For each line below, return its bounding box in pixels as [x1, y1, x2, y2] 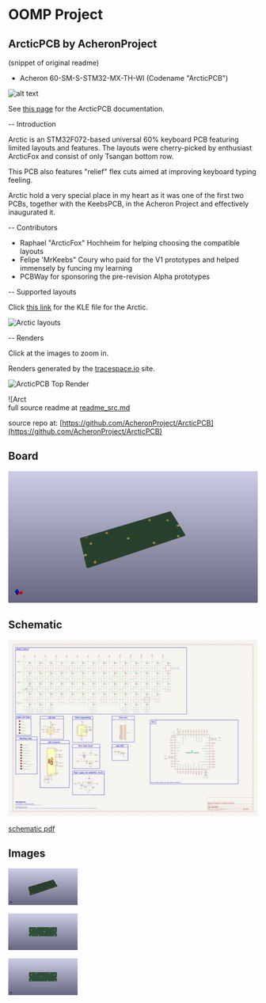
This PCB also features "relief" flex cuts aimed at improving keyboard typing [8, 167, 257, 176]
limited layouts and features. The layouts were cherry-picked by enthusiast [8, 143, 253, 152]
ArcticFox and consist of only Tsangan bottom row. [8, 152, 174, 161]
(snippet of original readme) [8, 58, 100, 67]
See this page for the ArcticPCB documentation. [8, 104, 165, 113]
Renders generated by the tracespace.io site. [8, 364, 156, 373]
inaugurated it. [8, 207, 55, 217]
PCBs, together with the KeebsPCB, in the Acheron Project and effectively [8, 199, 249, 208]
